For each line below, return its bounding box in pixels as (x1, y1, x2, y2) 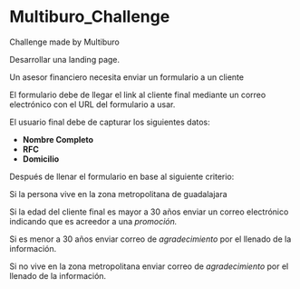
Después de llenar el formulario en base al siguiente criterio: (9, 171, 235, 182)
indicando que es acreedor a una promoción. (9, 215, 178, 226)
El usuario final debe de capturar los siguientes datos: (9, 116, 210, 127)
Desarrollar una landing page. (9, 54, 121, 65)
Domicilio (22, 153, 60, 164)
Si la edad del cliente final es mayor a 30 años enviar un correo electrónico (9, 206, 289, 217)
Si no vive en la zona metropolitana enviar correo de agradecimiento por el (9, 261, 289, 272)
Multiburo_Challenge (9, 6, 170, 27)
